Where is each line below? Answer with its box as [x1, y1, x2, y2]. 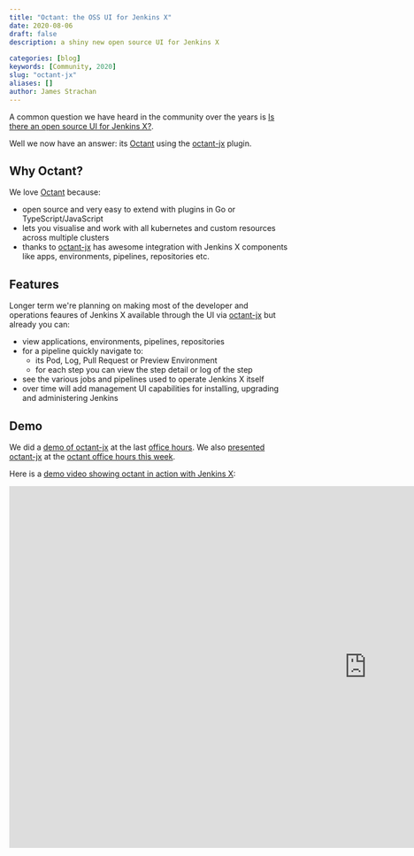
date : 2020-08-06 [9, 21, 73, 30]
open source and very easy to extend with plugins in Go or [21, 204, 236, 215]
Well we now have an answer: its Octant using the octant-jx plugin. [9, 138, 252, 149]
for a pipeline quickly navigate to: [21, 346, 144, 357]
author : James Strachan [9, 87, 97, 96]
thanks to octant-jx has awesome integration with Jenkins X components [21, 242, 288, 252]
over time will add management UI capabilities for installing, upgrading [21, 383, 280, 394]
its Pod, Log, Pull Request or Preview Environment [34, 355, 218, 366]
